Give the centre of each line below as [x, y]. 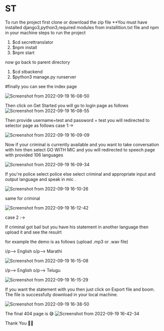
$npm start [23, 53]
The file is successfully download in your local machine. [62, 294]
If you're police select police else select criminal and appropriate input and [80, 174]
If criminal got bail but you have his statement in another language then [77, 227]
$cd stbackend [27, 71]
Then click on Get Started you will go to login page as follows [67, 105]
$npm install [25, 47]
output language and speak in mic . [41, 179]
